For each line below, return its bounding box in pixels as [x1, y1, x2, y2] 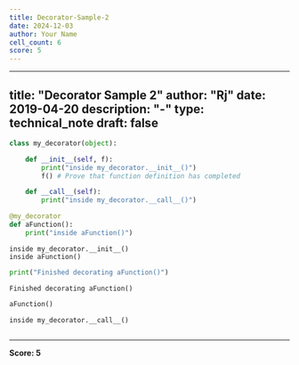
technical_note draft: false [9, 115, 158, 130]
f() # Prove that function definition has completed [41, 171, 241, 181]
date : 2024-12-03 [9, 21, 74, 30]
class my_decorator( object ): [9, 139, 117, 148]
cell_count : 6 [9, 37, 62, 47]
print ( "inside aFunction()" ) [25, 228, 133, 237]
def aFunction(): [9, 220, 74, 230]
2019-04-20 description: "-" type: [9, 101, 205, 117]
